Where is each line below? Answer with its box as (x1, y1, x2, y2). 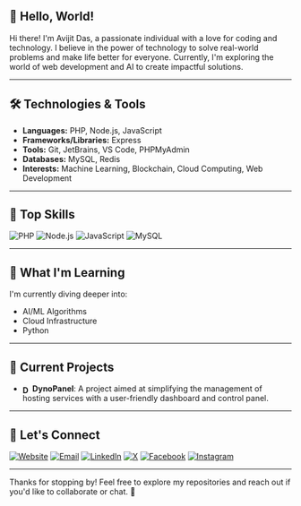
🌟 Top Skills (9, 207, 75, 222)
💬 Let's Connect (9, 427, 100, 442)
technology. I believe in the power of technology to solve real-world (9, 42, 259, 53)
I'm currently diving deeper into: (9, 288, 128, 300)
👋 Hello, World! (9, 9, 95, 24)
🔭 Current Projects (9, 359, 115, 374)
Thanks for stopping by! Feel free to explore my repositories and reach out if (9, 476, 291, 488)
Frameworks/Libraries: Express (21, 134, 142, 145)
